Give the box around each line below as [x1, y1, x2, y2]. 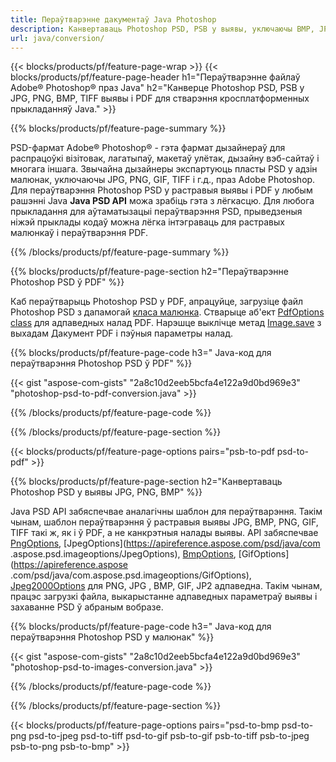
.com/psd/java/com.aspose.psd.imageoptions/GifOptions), [10, 569, 252, 581]
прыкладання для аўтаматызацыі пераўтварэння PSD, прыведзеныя [10, 206, 303, 218]
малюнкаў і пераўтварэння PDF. [10, 227, 149, 239]
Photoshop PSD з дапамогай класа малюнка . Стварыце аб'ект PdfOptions [10, 306, 325, 318]
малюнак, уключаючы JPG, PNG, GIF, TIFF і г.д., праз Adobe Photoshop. [10, 174, 316, 186]
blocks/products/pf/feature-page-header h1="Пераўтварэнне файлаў [10, 71, 301, 83]
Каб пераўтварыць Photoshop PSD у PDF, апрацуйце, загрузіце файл [10, 296, 304, 308]
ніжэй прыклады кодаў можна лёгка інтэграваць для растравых [10, 216, 285, 228]
